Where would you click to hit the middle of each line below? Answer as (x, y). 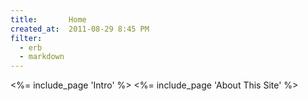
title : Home (48, 19)
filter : (26, 38)
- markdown (42, 57)
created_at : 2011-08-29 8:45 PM (80, 29)
